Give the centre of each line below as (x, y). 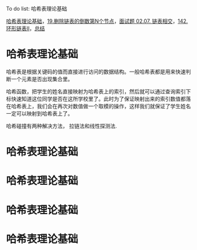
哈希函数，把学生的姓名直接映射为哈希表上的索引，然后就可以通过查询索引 (96, 91)
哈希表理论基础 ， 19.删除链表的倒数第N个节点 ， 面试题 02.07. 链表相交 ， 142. (97, 21)
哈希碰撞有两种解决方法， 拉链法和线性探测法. (62, 126)
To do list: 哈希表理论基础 (37, 9)
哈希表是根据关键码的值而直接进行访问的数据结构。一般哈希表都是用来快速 (96, 72)
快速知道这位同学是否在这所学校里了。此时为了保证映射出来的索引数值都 (98, 99)
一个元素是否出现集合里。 (42, 79)
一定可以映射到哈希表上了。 (40, 113)
